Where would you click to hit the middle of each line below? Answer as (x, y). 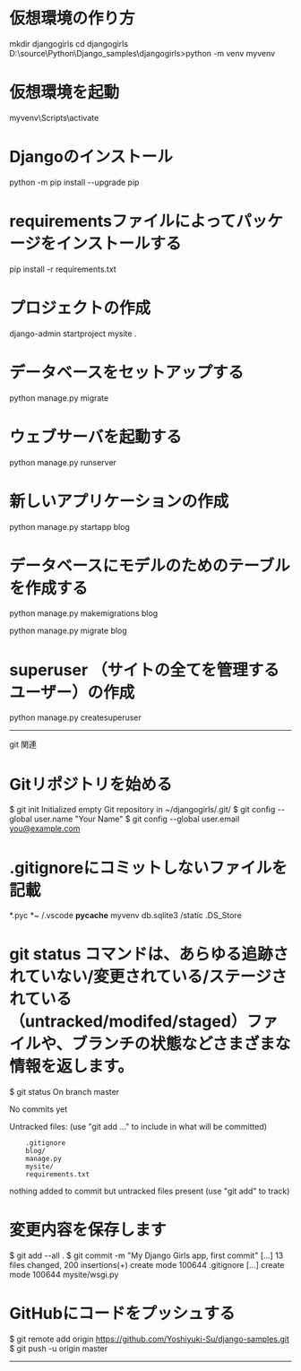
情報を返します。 (72, 1067)
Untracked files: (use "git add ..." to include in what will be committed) (138, 1127)
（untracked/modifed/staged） (128, 1022)
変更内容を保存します (88, 1230)
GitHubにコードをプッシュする (122, 1314)
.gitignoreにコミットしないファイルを (149, 868)
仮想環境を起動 (64, 93)
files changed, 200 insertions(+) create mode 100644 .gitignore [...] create (147, 1265)
